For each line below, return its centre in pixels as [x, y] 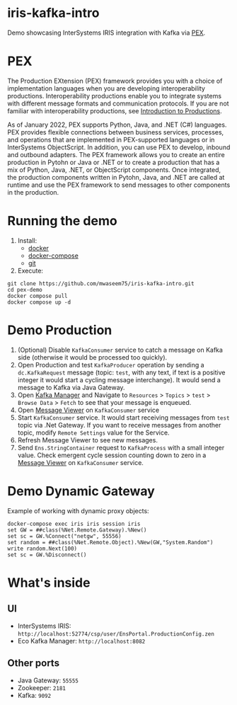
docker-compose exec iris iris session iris [74, 524]
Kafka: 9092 [34, 695]
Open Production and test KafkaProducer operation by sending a [111, 365]
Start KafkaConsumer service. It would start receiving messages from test [123, 417]
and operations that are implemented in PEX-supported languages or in [111, 139]
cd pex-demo [25, 290]
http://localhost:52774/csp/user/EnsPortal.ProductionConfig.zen [116, 634]
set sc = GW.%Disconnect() [47, 555]
